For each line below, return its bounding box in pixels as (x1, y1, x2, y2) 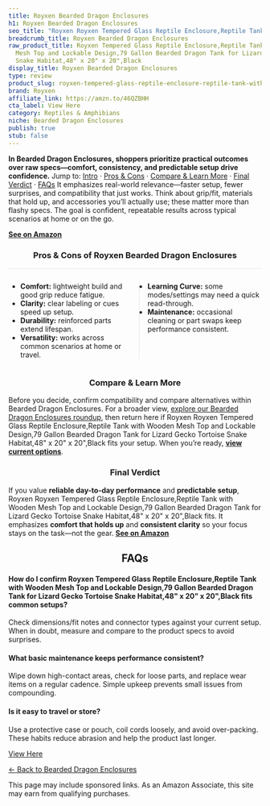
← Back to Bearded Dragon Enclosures (8, 764, 137, 774)
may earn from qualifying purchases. (8, 788, 131, 798)
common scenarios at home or (19, 341, 122, 351)
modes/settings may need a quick (147, 289, 260, 299)
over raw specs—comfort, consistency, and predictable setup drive (8, 162, 239, 172)
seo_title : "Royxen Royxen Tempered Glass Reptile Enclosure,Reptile (8, 27, 247, 35)
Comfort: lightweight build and (19, 281, 123, 291)
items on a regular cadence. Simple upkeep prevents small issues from (8, 679, 243, 689)
